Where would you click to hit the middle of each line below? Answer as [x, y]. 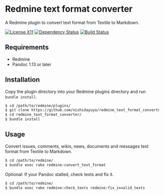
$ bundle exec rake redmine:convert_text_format [55, 165]
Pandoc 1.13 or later [32, 64]
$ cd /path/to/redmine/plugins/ [38, 106]
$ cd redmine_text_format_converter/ [43, 115]
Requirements [27, 47]
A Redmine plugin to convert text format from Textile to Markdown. [72, 22]
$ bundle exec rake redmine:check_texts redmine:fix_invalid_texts [75, 188]
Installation [22, 80]
